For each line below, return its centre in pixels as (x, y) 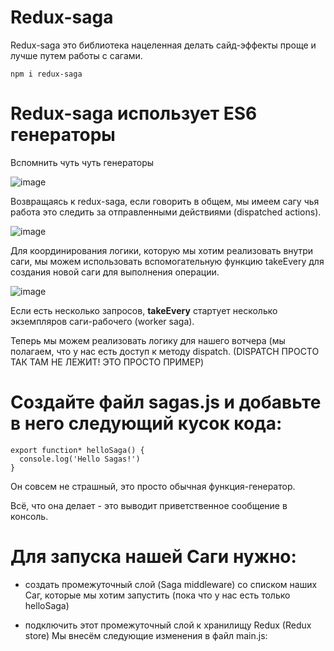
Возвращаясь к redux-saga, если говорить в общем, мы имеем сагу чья (165, 201)
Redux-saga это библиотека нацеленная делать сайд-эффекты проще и (163, 45)
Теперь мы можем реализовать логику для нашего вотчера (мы (148, 340)
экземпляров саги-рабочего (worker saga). (102, 321)
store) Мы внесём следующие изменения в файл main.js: (146, 635)
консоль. (29, 516)
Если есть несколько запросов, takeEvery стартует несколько (144, 310)
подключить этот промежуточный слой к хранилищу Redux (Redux (168, 625)
